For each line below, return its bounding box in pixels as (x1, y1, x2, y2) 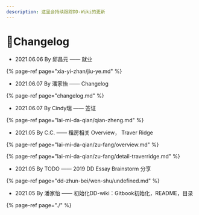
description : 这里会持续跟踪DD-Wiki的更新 (6, 8, 106, 15)
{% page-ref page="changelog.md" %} (6, 92, 104, 99)
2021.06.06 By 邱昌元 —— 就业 (14, 55, 93, 63)
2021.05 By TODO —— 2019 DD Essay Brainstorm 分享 (14, 165, 151, 172)
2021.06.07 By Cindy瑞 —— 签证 (14, 104, 96, 111)
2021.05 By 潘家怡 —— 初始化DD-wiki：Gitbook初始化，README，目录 (14, 189, 194, 196)
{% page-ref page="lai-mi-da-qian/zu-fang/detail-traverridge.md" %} (6, 152, 181, 160)
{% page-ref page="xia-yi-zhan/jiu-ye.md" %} (6, 67, 122, 75)
